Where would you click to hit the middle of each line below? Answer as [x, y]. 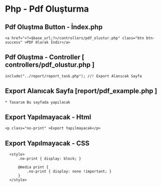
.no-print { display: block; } [49, 159]
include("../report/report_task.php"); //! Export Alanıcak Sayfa [73, 76]
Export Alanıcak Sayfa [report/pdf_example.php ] [81, 91]
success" [14, 42]
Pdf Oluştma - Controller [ [45, 57]
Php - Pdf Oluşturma [47, 9]
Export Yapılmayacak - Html [48, 117]
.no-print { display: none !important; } [69, 171]
